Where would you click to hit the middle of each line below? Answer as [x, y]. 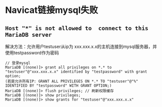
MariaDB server [28, 34]
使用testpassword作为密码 [32, 53]
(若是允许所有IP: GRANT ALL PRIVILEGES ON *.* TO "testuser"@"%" [72, 81]
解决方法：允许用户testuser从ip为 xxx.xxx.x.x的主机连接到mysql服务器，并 [81, 47]
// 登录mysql [18, 63]
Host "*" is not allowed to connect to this [77, 28]
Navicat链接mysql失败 [52, 10]
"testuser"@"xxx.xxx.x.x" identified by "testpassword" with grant [76, 72]
